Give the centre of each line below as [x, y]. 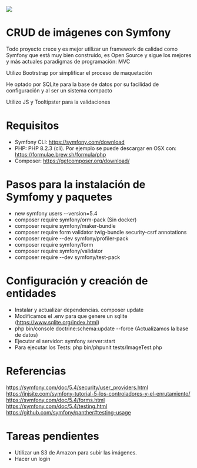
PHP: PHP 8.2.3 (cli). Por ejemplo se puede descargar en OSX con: [96, 148]
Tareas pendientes [53, 436]
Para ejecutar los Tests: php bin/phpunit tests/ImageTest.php [89, 347]
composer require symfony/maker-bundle [65, 225]
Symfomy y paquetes [59, 197]
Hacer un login [32, 459]
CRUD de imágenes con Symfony [89, 33]
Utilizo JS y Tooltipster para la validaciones [58, 102]
